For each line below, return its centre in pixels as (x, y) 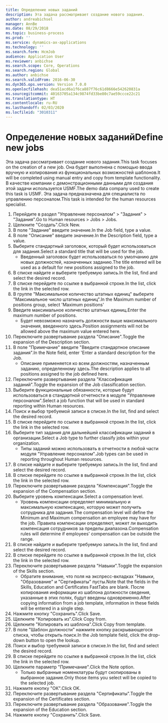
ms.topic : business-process (35, 33)
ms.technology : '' (25, 47)
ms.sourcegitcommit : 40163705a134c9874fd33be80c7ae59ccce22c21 (73, 94)
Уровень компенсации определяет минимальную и (75, 501)
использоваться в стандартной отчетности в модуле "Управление (84, 395)
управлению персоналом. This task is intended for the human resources (81, 199)
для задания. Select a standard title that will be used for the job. (78, 251)
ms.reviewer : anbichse (29, 61)
